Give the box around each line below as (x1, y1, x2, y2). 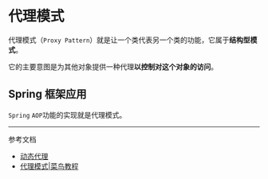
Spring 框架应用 (8, 88, 87, 101)
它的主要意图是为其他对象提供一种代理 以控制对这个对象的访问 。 (8, 61, 218, 72)
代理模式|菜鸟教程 (19, 161, 79, 171)
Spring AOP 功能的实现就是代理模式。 (8, 110, 127, 119)
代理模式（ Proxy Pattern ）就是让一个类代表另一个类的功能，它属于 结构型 (8, 35, 251, 45)
